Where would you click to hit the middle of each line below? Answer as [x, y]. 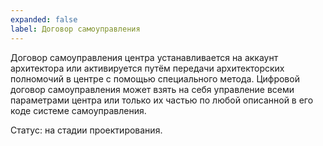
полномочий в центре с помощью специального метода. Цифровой [155, 78]
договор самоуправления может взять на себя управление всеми [152, 89]
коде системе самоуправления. [78, 110]
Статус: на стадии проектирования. [86, 130]
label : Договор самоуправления [75, 29]
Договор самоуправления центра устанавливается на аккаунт [144, 57]
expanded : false [44, 19]
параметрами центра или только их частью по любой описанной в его [162, 100]
